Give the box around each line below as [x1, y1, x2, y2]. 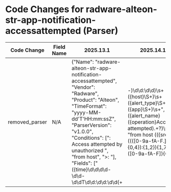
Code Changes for [5, 4, 84, 15]
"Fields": [71, 160, 93, 167]
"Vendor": [71, 84, 96, 91]
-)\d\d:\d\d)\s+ [127, 87, 164, 94]
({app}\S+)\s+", [127, 105, 165, 112]
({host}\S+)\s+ [127, 93, 163, 100]
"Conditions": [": [71, 134, 111, 141]
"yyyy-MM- [71, 109, 102, 116]
